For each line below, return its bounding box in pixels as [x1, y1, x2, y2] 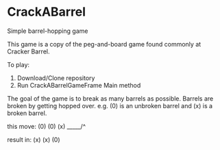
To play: [7, 60, 29, 68]
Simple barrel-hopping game [7, 27, 88, 35]
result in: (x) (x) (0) [7, 135, 60, 144]
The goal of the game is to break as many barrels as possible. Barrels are [7, 94, 214, 103]
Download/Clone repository [16, 73, 95, 82]
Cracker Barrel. [7, 47, 50, 55]
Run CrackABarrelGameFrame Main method [16, 81, 141, 89]
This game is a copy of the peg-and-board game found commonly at [7, 40, 201, 48]
